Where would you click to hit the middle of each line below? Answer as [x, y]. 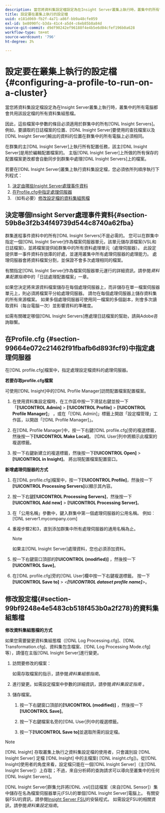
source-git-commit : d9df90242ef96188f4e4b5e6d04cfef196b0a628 [70, 28]
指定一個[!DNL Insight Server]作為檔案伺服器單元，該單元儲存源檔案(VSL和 [81, 242]
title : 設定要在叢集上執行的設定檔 [37, 14]
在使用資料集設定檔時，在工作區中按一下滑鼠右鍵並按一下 [70, 401]
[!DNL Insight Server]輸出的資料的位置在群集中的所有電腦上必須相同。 [76, 136]
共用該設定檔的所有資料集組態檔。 [44, 113]
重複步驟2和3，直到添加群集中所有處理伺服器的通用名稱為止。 [75, 529]
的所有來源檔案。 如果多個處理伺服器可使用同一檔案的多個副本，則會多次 [79, 299]
